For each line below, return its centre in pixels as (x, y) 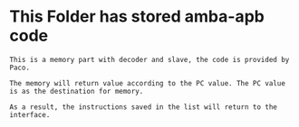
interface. (30, 114)
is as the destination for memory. (77, 91)
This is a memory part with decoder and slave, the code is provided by (149, 59)
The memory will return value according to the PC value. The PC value (147, 83)
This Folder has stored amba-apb (137, 17)
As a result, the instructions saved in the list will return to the (144, 107)
